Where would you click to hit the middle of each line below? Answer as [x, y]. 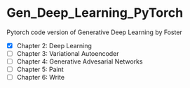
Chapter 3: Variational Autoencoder [68, 53]
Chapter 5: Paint [40, 69]
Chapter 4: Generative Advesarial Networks [80, 61]
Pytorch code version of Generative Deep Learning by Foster [95, 32]
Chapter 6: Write [40, 78]
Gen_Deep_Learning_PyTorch [95, 13]
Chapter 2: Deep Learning [54, 45]
